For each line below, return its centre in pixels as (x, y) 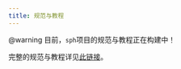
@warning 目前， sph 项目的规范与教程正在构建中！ (92, 39)
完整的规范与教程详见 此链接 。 (58, 56)
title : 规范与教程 (36, 16)
